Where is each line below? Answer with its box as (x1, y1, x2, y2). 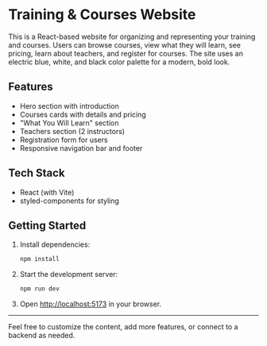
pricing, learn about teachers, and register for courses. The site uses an (8, 48, 244, 58)
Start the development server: (19, 270, 118, 279)
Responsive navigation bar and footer (19, 143, 143, 152)
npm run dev (19, 285, 60, 293)
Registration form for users (19, 135, 109, 144)
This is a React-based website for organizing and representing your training (8, 32, 256, 41)
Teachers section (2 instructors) (19, 126, 126, 136)
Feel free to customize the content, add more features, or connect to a (8, 322, 238, 332)
